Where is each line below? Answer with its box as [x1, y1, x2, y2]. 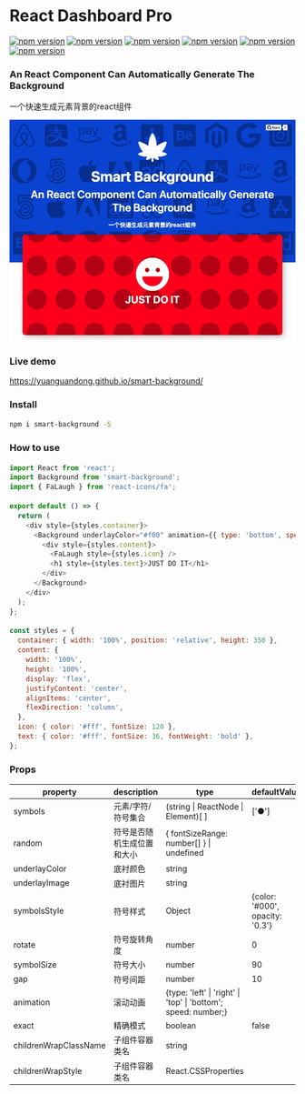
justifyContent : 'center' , [25, 684, 128, 693]
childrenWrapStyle [13, 1066, 83, 1077]
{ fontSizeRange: [165, 828, 229, 838]
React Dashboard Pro [9, 5, 172, 26]
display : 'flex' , [25, 674, 92, 683]
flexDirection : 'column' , [25, 703, 124, 712]
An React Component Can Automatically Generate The [9, 67, 256, 80]
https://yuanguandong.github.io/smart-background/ [9, 376, 204, 386]
